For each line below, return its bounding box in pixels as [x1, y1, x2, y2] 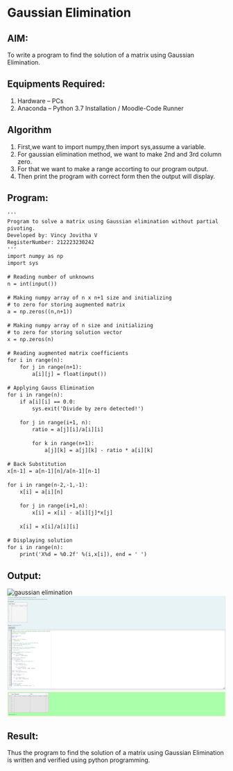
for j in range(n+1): [19, 364, 82, 371]
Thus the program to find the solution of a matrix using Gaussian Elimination [7, 749, 224, 757]
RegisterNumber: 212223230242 [7, 239, 95, 246]
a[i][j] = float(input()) [32, 371, 107, 378]
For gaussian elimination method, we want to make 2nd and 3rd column [17, 150, 222, 158]
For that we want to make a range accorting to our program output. [17, 164, 209, 173]
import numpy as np [7, 253, 64, 260]
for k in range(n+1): [32, 440, 95, 447]
